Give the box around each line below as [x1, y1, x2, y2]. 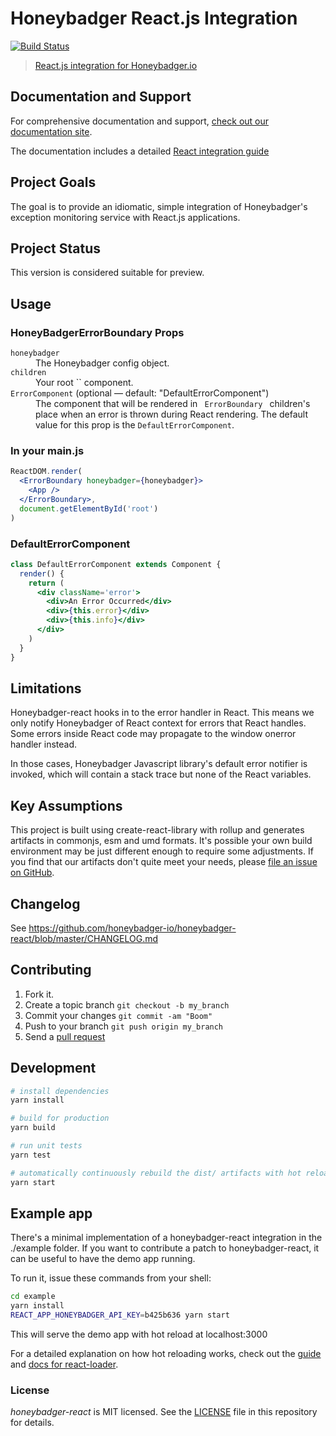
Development [10, 1060, 97, 1077]
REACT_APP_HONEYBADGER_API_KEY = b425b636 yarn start [10, 1310, 230, 1321]
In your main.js [10, 443, 85, 457]
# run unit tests [10, 1141, 83, 1151]
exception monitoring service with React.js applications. [10, 211, 241, 223]
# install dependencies [10, 1086, 110, 1096]
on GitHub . [10, 867, 55, 879]
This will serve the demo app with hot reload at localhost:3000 [10, 1328, 268, 1341]
